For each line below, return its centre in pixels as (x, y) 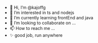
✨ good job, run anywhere (36, 35)
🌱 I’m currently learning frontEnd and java (51, 18)
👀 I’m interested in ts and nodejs (42, 13)
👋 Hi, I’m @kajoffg (28, 7)
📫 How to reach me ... (32, 28)
